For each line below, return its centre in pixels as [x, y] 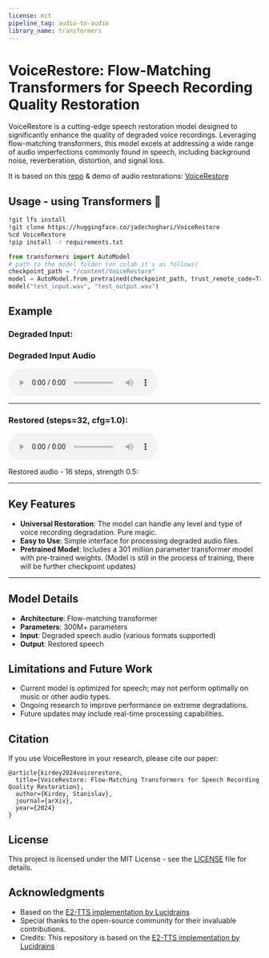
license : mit [30, 16]
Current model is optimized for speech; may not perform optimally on [134, 688]
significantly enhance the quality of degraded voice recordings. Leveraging [132, 135]
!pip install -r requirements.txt [66, 242]
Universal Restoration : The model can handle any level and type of [131, 523]
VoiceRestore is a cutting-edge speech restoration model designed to [123, 127]
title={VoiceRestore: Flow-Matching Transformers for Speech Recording [138, 780]
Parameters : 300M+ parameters [74, 627]
